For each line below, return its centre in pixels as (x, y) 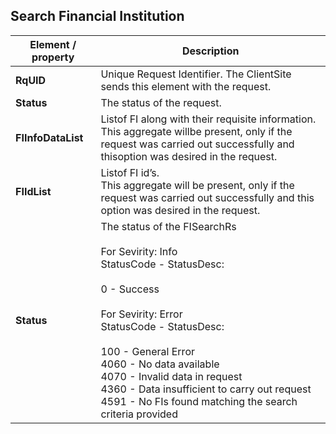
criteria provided (139, 414)
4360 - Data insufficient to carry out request (206, 389)
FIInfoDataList (49, 137)
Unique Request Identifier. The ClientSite (196, 74)
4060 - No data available (160, 364)
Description (210, 51)
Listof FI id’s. (130, 172)
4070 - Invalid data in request (171, 376)
